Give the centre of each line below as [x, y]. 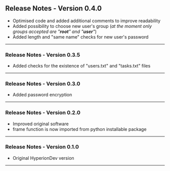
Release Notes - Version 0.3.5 [43, 55]
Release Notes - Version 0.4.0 [54, 8]
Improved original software [41, 124]
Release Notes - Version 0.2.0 [43, 113]
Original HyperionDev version [43, 158]
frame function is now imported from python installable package [79, 129]
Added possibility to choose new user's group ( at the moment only [82, 26]
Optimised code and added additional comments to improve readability [87, 21]
